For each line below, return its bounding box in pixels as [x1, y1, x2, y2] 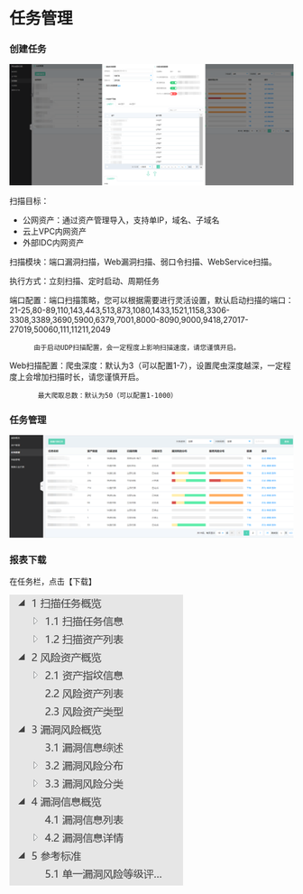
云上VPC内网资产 [22, 226, 87, 236]
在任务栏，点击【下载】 [9, 576, 96, 586]
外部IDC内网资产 [22, 236, 84, 248]
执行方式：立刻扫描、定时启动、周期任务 [9, 275, 160, 286]
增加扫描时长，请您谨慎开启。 [32, 371, 144, 382]
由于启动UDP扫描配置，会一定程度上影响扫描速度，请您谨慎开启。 [32, 343, 241, 352]
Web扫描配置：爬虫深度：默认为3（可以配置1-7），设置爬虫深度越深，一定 [9, 360, 284, 371]
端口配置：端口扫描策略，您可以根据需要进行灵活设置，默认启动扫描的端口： [9, 294, 294, 305]
